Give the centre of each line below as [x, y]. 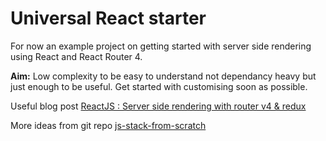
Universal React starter [108, 18]
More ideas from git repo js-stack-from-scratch [108, 125]
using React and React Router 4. [76, 56]
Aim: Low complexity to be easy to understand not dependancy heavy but [163, 76]
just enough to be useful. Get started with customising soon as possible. [159, 86]
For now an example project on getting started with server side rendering [161, 46]
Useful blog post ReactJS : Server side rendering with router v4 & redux [158, 106]
